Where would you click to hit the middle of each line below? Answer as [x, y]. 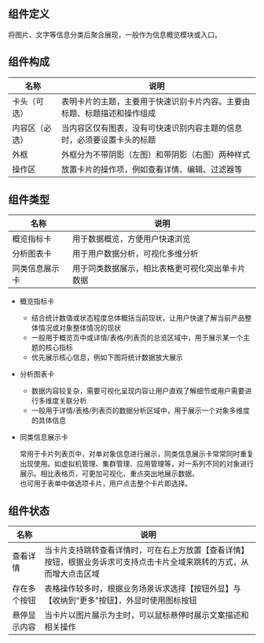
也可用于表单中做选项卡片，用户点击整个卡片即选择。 [106, 484]
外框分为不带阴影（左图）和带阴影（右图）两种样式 [156, 154]
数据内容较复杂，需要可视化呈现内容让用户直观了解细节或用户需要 [138, 391]
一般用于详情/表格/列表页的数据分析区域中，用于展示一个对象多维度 [140, 411]
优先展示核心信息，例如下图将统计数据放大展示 [107, 358]
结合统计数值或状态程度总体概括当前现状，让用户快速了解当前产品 [138, 318]
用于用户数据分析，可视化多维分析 [135, 254]
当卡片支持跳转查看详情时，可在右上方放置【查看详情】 [147, 550]
